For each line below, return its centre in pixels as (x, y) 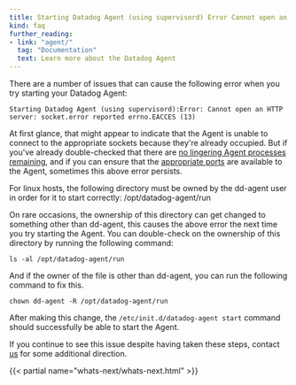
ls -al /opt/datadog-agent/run (67, 259)
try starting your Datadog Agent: (68, 93)
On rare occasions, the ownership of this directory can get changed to (137, 215)
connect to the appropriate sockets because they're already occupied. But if (148, 143)
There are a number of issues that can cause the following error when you (145, 84)
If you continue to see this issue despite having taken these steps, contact (144, 344)
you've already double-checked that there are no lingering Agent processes (148, 152)
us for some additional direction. (68, 354)
